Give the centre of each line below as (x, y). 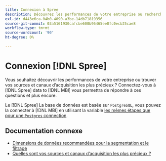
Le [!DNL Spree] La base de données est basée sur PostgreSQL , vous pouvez (83, 105)
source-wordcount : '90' (30, 33)
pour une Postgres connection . (37, 115)
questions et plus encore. (31, 95)
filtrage (20, 148)
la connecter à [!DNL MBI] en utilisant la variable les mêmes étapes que (78, 110)
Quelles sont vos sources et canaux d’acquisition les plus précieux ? (82, 153)
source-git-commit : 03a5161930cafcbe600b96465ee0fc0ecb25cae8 (70, 23)
